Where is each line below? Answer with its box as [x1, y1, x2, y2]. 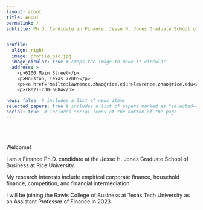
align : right [11, 48, 45, 54]
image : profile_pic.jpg [11, 53, 71, 59]
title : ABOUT [6, 14, 39, 21]
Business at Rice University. [6, 161, 76, 169]
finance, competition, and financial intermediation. [6, 179, 131, 187]
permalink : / [6, 20, 39, 26]
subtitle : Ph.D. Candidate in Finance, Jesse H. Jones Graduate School [6, 25, 190, 32]
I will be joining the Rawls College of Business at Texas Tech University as [6, 191, 190, 199]
